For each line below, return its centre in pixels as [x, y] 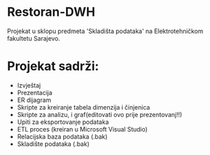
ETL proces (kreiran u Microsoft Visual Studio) [82, 129]
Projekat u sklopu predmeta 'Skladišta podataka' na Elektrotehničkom [105, 31]
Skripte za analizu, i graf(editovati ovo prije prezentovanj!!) [100, 114]
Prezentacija [35, 92]
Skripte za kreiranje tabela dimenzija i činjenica [83, 107]
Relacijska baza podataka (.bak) [62, 136]
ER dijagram [34, 100]
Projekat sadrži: [53, 66]
